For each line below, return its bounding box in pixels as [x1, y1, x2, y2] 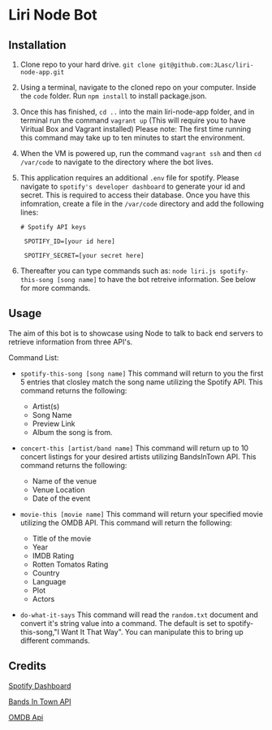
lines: [19, 207, 39, 217]
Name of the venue [32, 476, 97, 485]
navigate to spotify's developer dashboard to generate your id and [19, 181, 246, 191]
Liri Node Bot [8, 6, 97, 24]
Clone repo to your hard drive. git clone [19, 59, 156, 69]
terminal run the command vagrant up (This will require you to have [19, 115, 246, 125]
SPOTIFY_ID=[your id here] [24, 237, 115, 246]
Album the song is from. [32, 427, 113, 437]
